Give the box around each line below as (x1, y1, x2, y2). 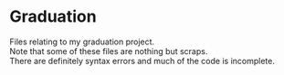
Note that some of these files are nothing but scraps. (9, 45, 208, 56)
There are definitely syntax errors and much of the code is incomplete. (9, 55, 276, 66)
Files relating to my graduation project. (9, 36, 155, 47)
